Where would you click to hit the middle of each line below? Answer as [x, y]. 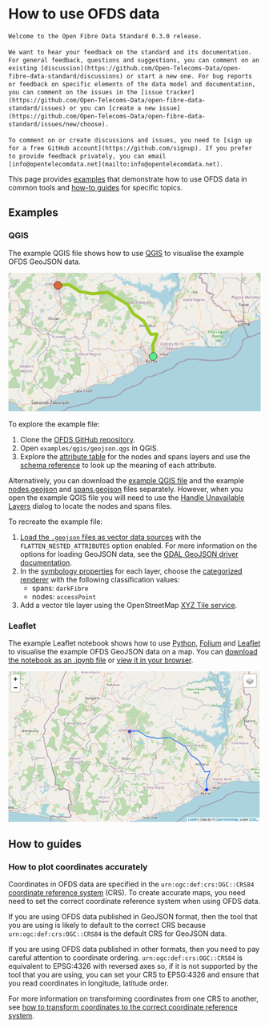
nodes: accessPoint [64, 596]
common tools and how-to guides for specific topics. [96, 187]
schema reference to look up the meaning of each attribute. [118, 465]
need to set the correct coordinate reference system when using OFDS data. [134, 902]
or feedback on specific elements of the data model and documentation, [132, 84]
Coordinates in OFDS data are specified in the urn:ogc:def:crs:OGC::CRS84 [131, 884]
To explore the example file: [54, 424]
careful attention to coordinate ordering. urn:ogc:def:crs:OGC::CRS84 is [125, 958]
